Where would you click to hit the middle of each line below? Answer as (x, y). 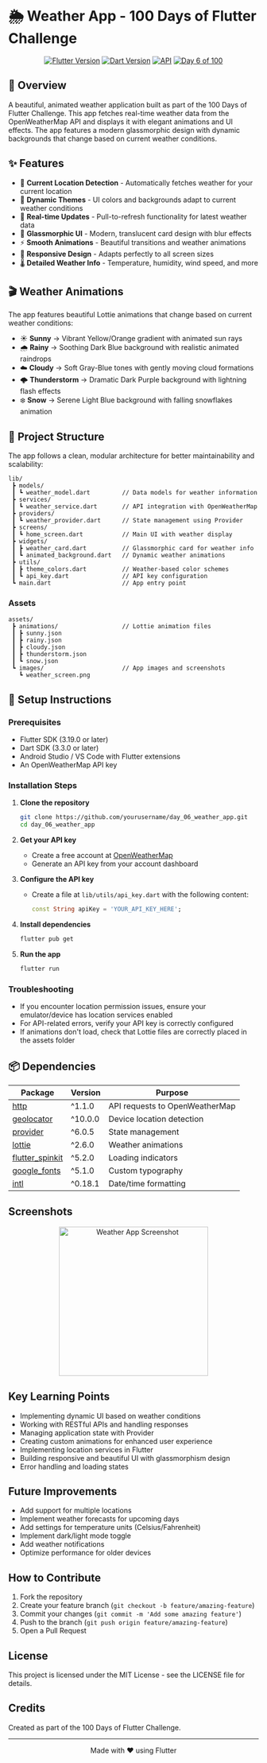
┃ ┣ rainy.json (37, 641)
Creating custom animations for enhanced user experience (116, 1441)
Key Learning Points (59, 1397)
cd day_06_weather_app (57, 825)
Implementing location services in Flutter (86, 1450)
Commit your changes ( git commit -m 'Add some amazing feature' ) (131, 1614)
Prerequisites (35, 722)
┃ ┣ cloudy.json (39, 647)
